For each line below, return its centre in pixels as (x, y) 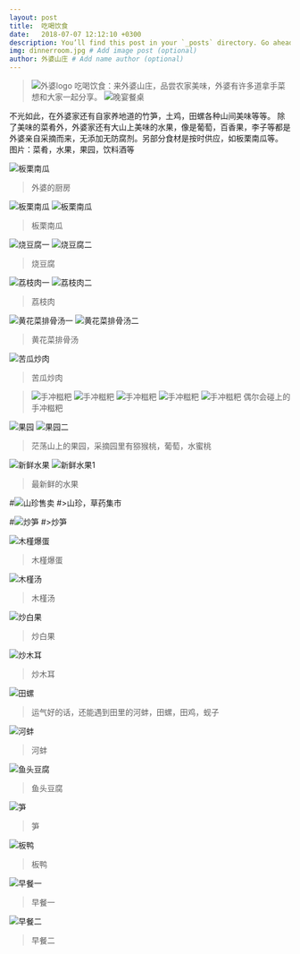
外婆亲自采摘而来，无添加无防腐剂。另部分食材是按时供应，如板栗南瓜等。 (146, 138)
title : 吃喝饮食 (39, 26)
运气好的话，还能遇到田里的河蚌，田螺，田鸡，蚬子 (125, 712)
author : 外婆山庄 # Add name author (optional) (97, 59)
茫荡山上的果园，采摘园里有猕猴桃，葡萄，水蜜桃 (121, 446)
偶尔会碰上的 (267, 396)
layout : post (33, 17)
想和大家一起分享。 (67, 97)
